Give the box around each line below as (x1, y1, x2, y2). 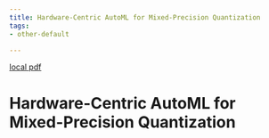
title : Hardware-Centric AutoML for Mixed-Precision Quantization (9, 12, 261, 22)
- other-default (9, 29, 69, 38)
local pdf (9, 61, 42, 72)
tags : (9, 21, 29, 30)
